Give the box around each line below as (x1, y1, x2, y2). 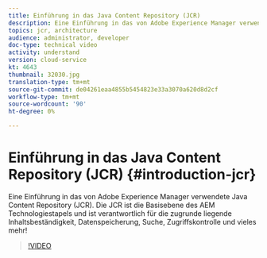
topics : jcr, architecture (8, 26, 98, 34)
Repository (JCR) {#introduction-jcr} (8, 166, 257, 183)
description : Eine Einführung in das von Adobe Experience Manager (8, 19, 237, 27)
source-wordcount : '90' (8, 100, 87, 108)
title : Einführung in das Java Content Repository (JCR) (8, 11, 201, 20)
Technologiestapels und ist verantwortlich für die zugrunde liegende (8, 208, 232, 218)
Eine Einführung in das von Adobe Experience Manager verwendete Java (8, 191, 248, 201)
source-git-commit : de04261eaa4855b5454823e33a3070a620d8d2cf (8, 85, 219, 94)
